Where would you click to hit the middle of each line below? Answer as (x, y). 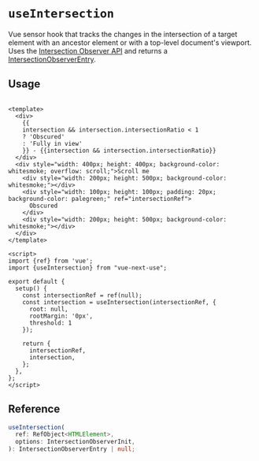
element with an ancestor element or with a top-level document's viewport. (130, 43)
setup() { (31, 288)
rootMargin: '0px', (61, 316)
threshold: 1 (50, 323)
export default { (37, 281)
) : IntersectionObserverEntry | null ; (72, 449)
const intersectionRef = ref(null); (83, 295)
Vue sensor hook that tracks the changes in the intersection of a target (123, 34)
